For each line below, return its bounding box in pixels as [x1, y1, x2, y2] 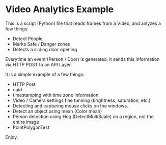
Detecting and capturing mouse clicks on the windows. [12, 102, 128, 108]
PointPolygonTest [12, 124, 49, 130]
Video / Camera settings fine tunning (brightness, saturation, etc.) [12, 97, 151, 103]
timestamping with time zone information [12, 92, 99, 98]
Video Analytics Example [5, 4, 114, 15]
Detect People [12, 35, 43, 42]
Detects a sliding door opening [12, 46, 77, 52]
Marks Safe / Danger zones [12, 41, 70, 47]
